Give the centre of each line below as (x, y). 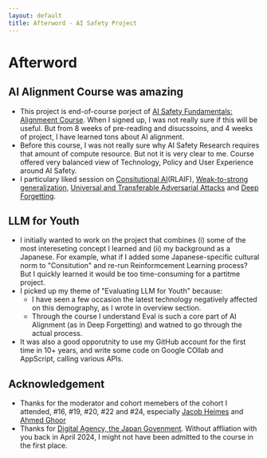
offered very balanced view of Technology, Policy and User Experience (136, 162)
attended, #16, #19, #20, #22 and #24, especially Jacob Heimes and (132, 412)
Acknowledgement (57, 384)
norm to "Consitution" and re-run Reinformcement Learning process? (134, 266)
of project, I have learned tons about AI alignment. (102, 136)
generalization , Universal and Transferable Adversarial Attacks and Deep (139, 188)
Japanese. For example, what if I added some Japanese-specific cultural (139, 257)
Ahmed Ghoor (43, 420)
